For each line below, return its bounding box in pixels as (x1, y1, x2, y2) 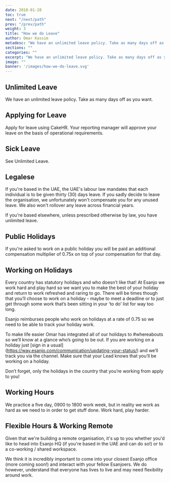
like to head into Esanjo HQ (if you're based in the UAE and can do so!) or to (5, 440, 163, 446)
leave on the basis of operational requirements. (5, 130, 104, 136)
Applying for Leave (5, 111, 67, 120)
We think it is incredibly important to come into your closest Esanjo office (5, 456, 158, 462)
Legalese (5, 173, 35, 181)
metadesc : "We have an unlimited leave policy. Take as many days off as (5, 41, 164, 46)
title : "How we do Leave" (5, 31, 60, 36)
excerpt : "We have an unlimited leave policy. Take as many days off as (5, 54, 162, 60)
